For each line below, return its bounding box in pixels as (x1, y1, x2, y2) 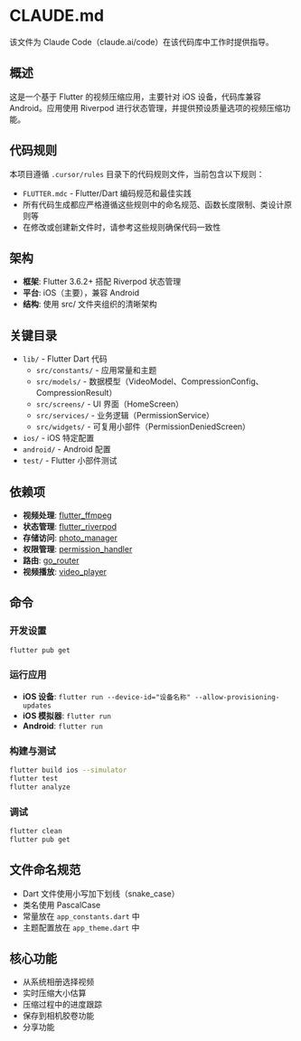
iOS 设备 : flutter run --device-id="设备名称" (22, 690, 192, 701)
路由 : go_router (22, 555, 80, 566)
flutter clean (9, 827, 63, 836)
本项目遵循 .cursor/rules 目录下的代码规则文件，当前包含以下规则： (9, 168, 265, 179)
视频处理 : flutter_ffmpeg (22, 510, 112, 520)
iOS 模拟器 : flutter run (22, 710, 111, 721)
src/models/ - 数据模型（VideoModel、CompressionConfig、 (35, 376, 264, 387)
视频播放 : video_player (22, 567, 107, 577)
